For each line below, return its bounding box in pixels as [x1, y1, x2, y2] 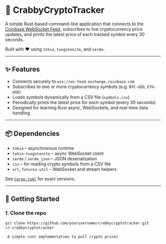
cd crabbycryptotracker [5, 225, 54, 231]
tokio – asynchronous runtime [12, 145, 74, 151]
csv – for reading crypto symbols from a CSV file [12, 161, 111, 167]
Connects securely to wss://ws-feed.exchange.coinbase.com [12, 78, 135, 84]
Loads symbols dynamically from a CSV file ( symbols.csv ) [12, 94, 130, 100]
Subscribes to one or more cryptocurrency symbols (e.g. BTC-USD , [12, 84, 146, 90]
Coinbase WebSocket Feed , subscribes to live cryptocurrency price [5, 26, 143, 32]
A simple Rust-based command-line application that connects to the [5, 21, 144, 27]
